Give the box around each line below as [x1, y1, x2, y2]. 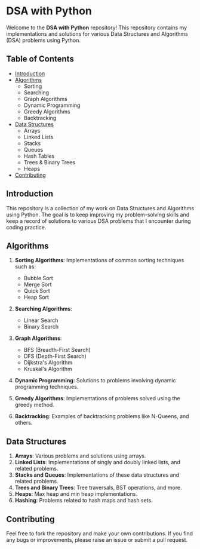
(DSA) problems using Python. [6, 36, 81, 44]
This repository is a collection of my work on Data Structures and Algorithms [6, 204, 195, 211]
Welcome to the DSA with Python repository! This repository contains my [6, 24, 187, 31]
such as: [14, 263, 36, 270]
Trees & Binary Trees [23, 158, 76, 165]
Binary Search [23, 323, 59, 330]
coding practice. [6, 223, 47, 231]
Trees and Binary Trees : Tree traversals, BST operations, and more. [14, 484, 182, 491]
